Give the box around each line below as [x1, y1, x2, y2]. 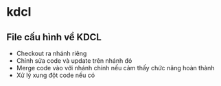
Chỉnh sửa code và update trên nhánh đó [16, 57, 132, 65]
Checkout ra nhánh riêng [16, 49, 87, 57]
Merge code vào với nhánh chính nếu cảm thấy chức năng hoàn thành [16, 64, 215, 72]
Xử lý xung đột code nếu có [16, 71, 95, 79]
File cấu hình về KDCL [6, 31, 102, 43]
